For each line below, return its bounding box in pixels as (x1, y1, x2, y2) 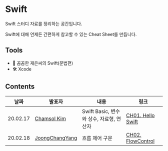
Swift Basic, (81, 107, 110, 114)
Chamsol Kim (34, 115, 66, 122)
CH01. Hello (125, 111, 155, 118)
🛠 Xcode (12, 66, 31, 72)
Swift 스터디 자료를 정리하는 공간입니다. (5, 20, 82, 26)
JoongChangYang (34, 134, 77, 141)
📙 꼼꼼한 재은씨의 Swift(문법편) (12, 60, 73, 66)
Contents (5, 82, 35, 91)
